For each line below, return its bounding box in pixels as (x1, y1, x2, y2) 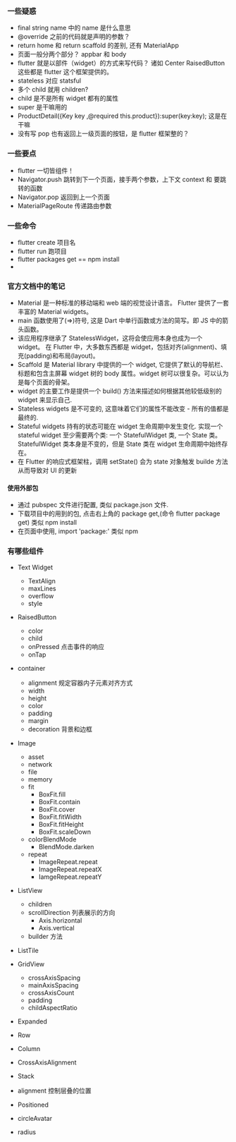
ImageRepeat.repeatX (38, 865, 102, 873)
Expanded (17, 1017, 48, 1026)
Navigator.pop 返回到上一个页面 (17, 193, 111, 201)
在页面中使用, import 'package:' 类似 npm (17, 527, 139, 535)
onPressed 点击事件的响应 (27, 642, 104, 650)
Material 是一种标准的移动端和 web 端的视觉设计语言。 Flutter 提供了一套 (17, 298, 229, 308)
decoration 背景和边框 (27, 724, 93, 733)
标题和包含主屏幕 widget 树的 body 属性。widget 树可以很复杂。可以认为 (17, 369, 229, 378)
